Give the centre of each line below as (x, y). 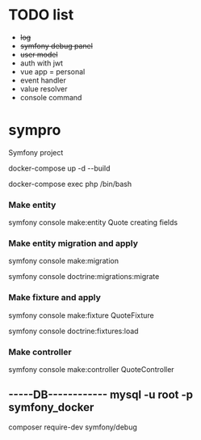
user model (39, 54)
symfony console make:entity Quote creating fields (93, 222)
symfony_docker (51, 407)
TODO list (41, 15)
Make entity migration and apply (73, 243)
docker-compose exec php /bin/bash (70, 184)
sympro (35, 130)
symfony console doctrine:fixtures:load (73, 331)
